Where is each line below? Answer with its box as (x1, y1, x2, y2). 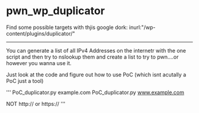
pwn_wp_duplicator (6, 4, 105, 18)
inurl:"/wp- (129, 24, 156, 31)
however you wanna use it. (6, 59, 72, 66)
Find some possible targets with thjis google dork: (6, 24, 129, 31)
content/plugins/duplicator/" (6, 30, 75, 37)
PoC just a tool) (6, 77, 44, 84)
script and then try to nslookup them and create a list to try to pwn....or (6, 53, 179, 60)
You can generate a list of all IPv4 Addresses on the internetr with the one (6, 47, 187, 54)
